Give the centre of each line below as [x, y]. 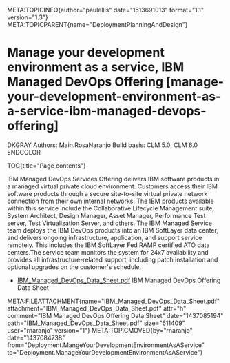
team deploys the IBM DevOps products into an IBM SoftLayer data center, [113, 230]
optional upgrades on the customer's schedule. [74, 267]
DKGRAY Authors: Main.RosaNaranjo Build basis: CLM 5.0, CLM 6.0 [103, 145]
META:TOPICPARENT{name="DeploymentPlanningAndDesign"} [97, 24]
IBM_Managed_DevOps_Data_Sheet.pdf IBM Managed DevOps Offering [119, 280]
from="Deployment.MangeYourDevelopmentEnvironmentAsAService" [106, 345]
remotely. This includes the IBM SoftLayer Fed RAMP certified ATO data [108, 245]
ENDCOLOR [24, 152]
